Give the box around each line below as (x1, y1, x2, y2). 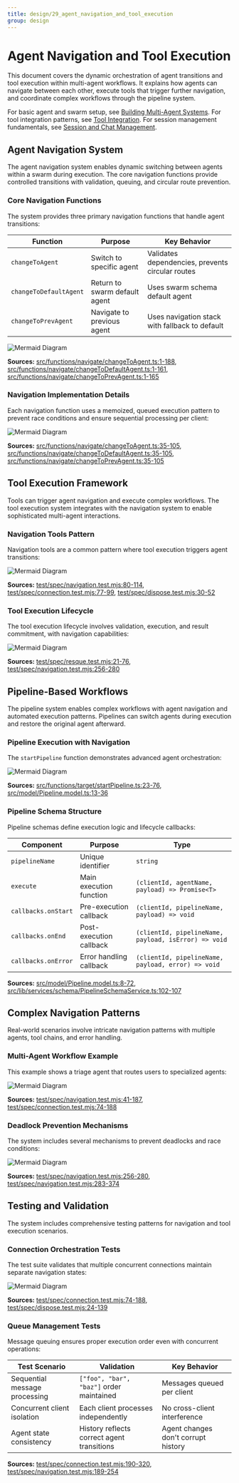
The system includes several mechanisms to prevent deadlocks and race (7, 1136, 221, 1145)
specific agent (90, 262, 139, 272)
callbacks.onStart (11, 907, 73, 915)
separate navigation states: (7, 1268, 87, 1277)
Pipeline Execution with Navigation (7, 737, 130, 747)
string (136, 857, 159, 865)
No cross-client (161, 1403, 215, 1413)
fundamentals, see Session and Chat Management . (7, 123, 157, 132)
